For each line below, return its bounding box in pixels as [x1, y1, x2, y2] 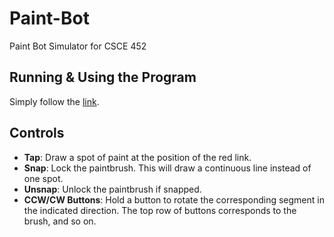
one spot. [23, 172, 64, 184]
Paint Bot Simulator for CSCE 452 [9, 40, 147, 52]
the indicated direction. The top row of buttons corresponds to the [23, 204, 297, 216]
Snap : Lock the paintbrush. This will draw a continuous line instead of [23, 162, 312, 174]
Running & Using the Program [9, 69, 197, 86]
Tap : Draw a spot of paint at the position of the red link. [23, 151, 252, 163]
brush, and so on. [23, 215, 97, 227]
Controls [9, 125, 65, 142]
